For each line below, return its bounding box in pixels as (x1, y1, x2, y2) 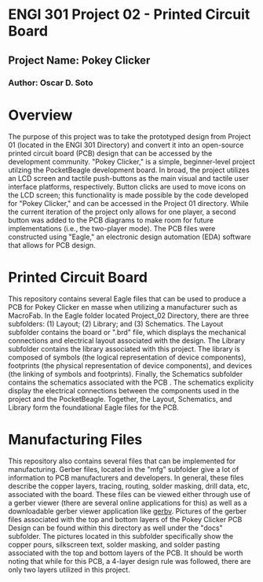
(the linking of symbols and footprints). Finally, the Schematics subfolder (8, 370, 243, 379)
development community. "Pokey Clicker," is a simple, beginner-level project (8, 157, 255, 167)
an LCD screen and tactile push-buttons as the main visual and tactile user (8, 174, 249, 183)
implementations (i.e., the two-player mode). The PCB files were (8, 224, 216, 234)
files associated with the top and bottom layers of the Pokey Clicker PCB (8, 515, 243, 525)
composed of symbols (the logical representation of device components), (8, 352, 247, 363)
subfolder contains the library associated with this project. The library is (8, 344, 241, 354)
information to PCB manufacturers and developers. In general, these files (8, 473, 244, 483)
